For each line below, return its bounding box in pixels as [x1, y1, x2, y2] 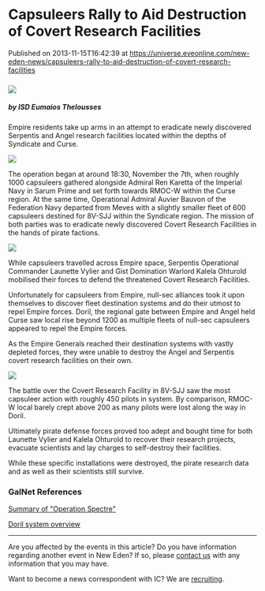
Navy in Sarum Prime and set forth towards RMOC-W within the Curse [8, 185, 236, 195]
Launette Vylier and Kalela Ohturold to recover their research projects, [8, 434, 237, 443]
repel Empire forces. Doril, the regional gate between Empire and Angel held [8, 306, 256, 316]
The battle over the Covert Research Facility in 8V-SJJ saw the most [8, 385, 230, 395]
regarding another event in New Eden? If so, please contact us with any [8, 551, 241, 560]
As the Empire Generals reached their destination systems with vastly [8, 339, 234, 348]
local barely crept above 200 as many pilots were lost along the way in [17, 402, 246, 412]
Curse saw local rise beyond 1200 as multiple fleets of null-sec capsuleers [8, 315, 250, 324]
